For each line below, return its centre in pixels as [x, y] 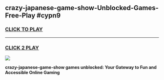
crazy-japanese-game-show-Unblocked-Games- [82, 8]
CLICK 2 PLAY [22, 48]
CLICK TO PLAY [24, 30]
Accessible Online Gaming [32, 72]
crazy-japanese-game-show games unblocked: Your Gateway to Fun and [81, 67]
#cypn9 [49, 16]
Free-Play [20, 16]
